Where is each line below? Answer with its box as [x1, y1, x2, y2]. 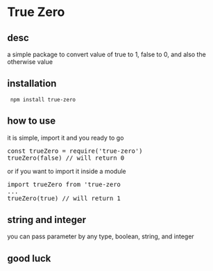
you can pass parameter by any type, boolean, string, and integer [7, 232, 194, 240]
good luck [7, 252, 51, 264]
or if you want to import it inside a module [7, 167, 126, 175]
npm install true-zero [10, 96, 76, 103]
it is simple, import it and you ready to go [7, 133, 124, 142]
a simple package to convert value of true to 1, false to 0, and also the [7, 50, 206, 58]
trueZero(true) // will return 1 [7, 194, 121, 202]
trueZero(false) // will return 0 [7, 154, 125, 162]
